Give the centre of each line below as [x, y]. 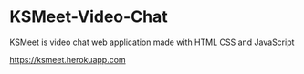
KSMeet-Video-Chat [89, 17]
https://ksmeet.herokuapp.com [68, 59]
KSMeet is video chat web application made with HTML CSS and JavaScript [152, 42]
